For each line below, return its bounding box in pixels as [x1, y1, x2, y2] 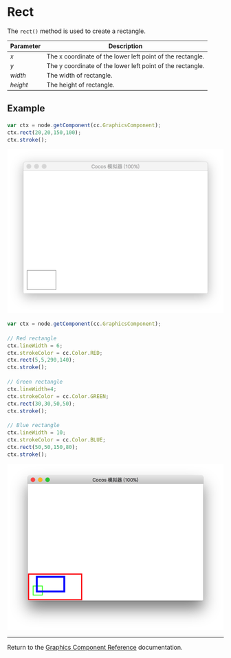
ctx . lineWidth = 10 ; [7, 429, 67, 437]
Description [108, 42, 143, 50]
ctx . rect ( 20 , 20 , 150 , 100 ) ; [7, 129, 81, 136]
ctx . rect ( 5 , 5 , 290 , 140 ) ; [7, 357, 76, 364]
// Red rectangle [7, 335, 57, 342]
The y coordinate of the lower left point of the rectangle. [46, 61, 205, 69]
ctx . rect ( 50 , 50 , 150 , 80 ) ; [7, 443, 78, 450]
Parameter [10, 42, 41, 50]
